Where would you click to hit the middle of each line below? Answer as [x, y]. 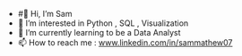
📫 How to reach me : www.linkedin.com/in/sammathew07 [125, 43]
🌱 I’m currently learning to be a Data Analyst [99, 32]
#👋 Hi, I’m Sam [45, 14]
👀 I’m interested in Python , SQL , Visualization [103, 23]
